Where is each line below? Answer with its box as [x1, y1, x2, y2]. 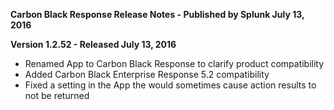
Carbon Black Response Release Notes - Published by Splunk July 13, [10, 9, 305, 20]
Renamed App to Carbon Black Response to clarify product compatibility [24, 58, 325, 69]
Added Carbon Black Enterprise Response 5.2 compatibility [24, 69, 270, 80]
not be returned [24, 90, 90, 101]
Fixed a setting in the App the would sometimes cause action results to [24, 79, 317, 91]
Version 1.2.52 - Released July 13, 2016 [10, 39, 177, 50]
